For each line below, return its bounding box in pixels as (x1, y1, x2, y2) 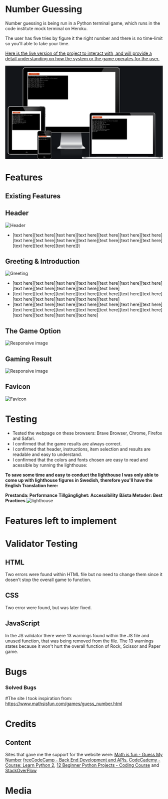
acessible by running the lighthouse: (12, 462, 87, 468)
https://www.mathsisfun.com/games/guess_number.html (5, 701, 122, 707)
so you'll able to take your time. (5, 40, 70, 46)
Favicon (5, 383, 31, 391)
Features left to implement (5, 515, 117, 526)
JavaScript (5, 619, 40, 628)
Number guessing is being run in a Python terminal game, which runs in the (5, 20, 160, 26)
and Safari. (12, 435, 35, 441)
